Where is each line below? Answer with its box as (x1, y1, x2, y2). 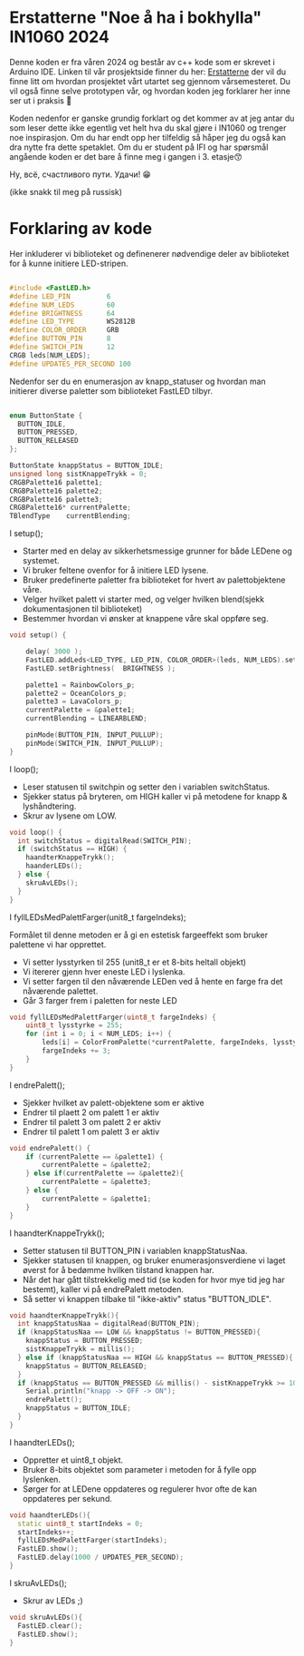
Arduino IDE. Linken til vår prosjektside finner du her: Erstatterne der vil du (9, 66, 287, 77)
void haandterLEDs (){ (9, 1510, 91, 1520)
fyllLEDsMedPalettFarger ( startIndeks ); (17, 1536, 168, 1545)
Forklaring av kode (9, 219, 152, 239)
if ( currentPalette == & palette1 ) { (25, 1151, 165, 1161)
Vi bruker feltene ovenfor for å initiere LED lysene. (22, 565, 209, 576)
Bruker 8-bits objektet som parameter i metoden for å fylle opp (22, 1464, 257, 1475)
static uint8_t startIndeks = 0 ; (17, 1519, 144, 1528)
